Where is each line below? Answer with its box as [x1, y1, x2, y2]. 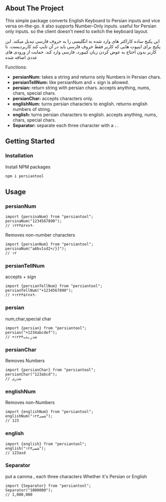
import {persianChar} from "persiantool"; [5, 367, 96, 372]
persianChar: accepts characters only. [12, 95, 93, 101]
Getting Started [5, 137, 55, 146]
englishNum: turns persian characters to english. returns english [12, 101, 148, 107]
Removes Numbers [5, 357, 45, 364]
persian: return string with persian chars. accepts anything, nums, [12, 85, 151, 91]
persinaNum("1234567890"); [5, 219, 62, 224]
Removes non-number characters [5, 232, 76, 238]
